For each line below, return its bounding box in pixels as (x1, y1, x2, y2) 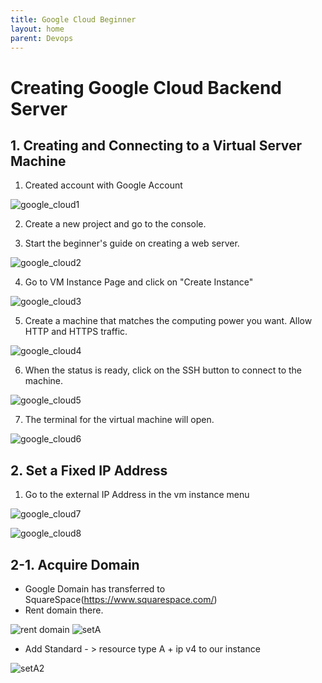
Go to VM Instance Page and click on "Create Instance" (24, 276, 254, 288)
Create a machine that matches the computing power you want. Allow (24, 315, 313, 327)
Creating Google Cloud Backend (10, 76, 282, 99)
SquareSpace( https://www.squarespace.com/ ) (24, 594, 218, 605)
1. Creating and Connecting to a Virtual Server (10, 137, 303, 154)
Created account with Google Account (24, 179, 183, 191)
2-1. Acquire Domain (10, 556, 140, 573)
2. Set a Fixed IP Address (10, 462, 168, 479)
